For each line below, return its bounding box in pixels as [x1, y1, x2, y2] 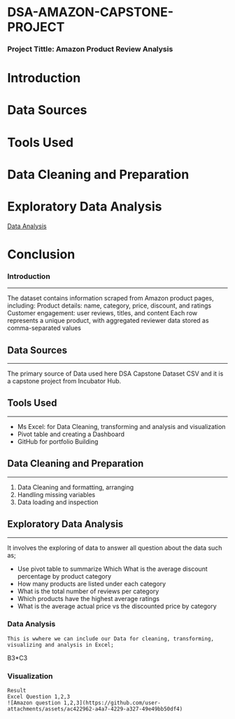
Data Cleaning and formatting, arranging [17, 482, 134, 492]
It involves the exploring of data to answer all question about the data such [7, 543, 222, 552]
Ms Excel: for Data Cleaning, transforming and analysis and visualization [17, 422, 226, 430]
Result [7, 687, 27, 694]
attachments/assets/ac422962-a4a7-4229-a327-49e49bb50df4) [7, 706, 183, 713]
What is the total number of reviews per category [17, 587, 159, 595]
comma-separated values [7, 324, 82, 332]
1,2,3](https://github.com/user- [63, 699, 161, 706]
